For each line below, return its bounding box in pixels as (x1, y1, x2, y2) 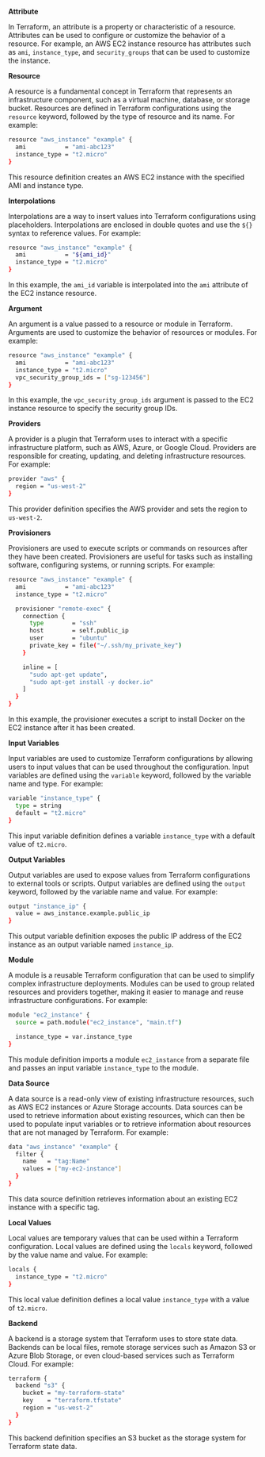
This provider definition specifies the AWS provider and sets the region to (8, 504, 248, 513)
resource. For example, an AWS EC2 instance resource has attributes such (8, 39, 252, 48)
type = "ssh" (28, 619, 97, 628)
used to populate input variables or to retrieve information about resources (8, 1119, 252, 1128)
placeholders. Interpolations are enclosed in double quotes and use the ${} (8, 220, 253, 229)
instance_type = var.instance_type (15, 1032, 133, 1040)
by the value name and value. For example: (8, 1250, 149, 1259)
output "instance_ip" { (8, 902, 87, 910)
